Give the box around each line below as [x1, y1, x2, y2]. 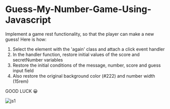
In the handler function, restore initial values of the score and [12, 51, 140, 58]
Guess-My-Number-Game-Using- [5, 4, 152, 15]
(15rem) [12, 78, 29, 84]
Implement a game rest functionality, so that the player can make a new [5, 31, 154, 37]
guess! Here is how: [5, 36, 47, 42]
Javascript [5, 14, 52, 26]
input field [12, 67, 34, 74]
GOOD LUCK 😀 [5, 88, 38, 94]
